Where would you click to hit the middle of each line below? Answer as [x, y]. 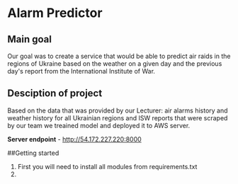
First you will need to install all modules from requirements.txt [107, 166]
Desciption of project [55, 93]
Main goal [29, 39]
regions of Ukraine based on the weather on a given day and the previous [115, 64]
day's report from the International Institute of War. [81, 71]
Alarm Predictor [55, 13]
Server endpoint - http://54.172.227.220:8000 [74, 139]
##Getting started [33, 153]
